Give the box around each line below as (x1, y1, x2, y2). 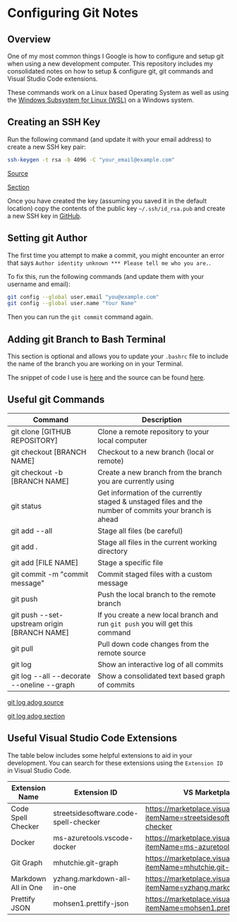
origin (44, 618, 63, 628)
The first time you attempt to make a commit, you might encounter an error (7, 251, 224, 259)
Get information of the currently (97, 487, 202, 497)
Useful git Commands (7, 394, 105, 406)
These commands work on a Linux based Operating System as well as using (7, 89, 229, 96)
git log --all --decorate (11, 671, 91, 681)
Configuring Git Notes (7, 5, 139, 21)
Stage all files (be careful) (97, 525, 183, 535)
